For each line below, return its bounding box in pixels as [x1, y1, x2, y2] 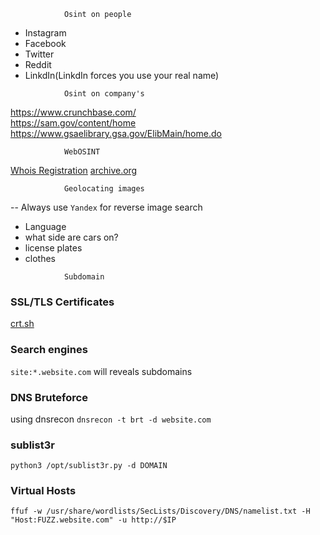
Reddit [24, 59, 52, 70]
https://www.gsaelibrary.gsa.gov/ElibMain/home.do [10, 128, 222, 139]
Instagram [24, 27, 67, 39]
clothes [24, 253, 56, 264]
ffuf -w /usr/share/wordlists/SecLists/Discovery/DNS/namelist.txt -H [10, 506, 311, 517]
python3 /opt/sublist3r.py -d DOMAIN [10, 461, 168, 471]
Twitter [24, 48, 55, 60]
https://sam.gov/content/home [10, 117, 137, 129]
